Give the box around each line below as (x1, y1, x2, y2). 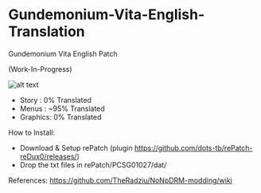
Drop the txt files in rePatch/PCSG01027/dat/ (19, 160, 167, 169)
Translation (8, 22, 85, 41)
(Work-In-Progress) (8, 64, 73, 73)
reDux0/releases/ (19, 152, 77, 161)
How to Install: (8, 128, 56, 137)
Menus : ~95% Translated (19, 104, 105, 113)
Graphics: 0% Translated (19, 112, 102, 121)
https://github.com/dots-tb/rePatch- (134, 143, 253, 152)
